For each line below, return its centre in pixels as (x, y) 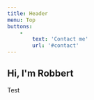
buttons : (20, 26)
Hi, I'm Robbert (40, 73)
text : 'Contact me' (61, 39)
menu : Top (22, 20)
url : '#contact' (56, 46)
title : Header (28, 13)
